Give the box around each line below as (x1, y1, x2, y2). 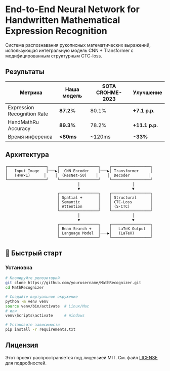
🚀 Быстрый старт (5, 249, 62, 257)
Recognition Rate (8, 110, 49, 117)
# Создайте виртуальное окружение (5, 294, 78, 299)
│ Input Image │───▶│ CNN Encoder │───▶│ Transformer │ (5, 168, 153, 173)
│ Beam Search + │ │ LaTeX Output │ (57, 226, 153, 231)
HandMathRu (8, 118, 39, 126)
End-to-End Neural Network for (5, 4, 140, 15)
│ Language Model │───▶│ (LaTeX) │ (57, 230, 153, 236)
